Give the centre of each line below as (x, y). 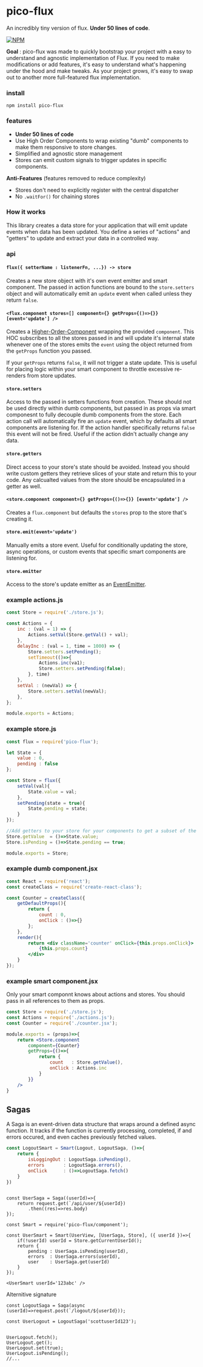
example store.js (31, 729)
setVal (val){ (34, 786)
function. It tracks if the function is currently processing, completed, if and (99, 1131)
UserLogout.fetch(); (32, 1338)
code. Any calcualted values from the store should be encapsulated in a (96, 480)
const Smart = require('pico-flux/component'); (68, 1225)
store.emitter (24, 571)
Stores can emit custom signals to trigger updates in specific (91, 160)
